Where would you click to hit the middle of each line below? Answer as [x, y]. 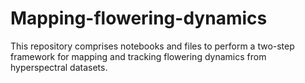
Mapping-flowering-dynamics [139, 18]
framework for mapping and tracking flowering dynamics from [138, 56]
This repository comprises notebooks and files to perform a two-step [152, 46]
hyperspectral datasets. [59, 67]
